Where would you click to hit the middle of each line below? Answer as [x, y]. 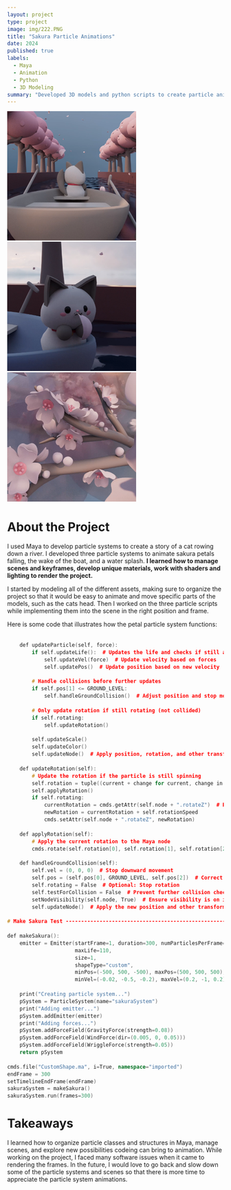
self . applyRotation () [63, 790]
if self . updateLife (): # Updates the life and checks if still [126, 652]
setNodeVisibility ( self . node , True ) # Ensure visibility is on [126, 900]
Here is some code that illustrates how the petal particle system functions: [112, 625]
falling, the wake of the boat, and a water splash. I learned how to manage [113, 561]
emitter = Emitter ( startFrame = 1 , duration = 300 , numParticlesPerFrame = [123, 943]
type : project [27, 22]
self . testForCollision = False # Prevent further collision [121, 892]
